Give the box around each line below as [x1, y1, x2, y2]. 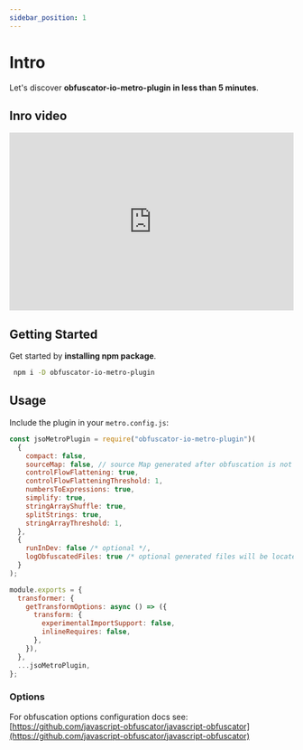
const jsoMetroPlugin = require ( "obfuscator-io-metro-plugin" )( [9, 435, 256, 444]
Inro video [9, 108, 68, 123]
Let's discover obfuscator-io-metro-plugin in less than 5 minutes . [9, 82, 259, 93]
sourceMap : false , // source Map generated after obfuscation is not [25, 460, 293, 469]
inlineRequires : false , [41, 627, 131, 637]
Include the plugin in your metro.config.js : [9, 417, 170, 427]
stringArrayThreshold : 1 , [25, 519, 124, 528]
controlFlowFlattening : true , [25, 468, 140, 477]
